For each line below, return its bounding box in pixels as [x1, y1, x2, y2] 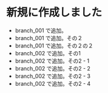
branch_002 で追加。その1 [15, 49, 81, 57]
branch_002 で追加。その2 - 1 [15, 57, 90, 64]
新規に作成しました [6, 5, 103, 19]
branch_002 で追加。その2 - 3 [15, 72, 91, 80]
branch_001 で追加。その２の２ [15, 42, 94, 49]
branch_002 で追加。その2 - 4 [15, 80, 91, 87]
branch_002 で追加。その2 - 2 [15, 64, 91, 72]
